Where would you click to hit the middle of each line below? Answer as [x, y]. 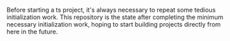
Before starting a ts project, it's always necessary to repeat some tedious [111, 10]
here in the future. [32, 31]
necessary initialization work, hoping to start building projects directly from [114, 24]
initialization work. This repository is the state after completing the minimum [115, 17]
